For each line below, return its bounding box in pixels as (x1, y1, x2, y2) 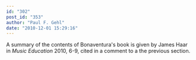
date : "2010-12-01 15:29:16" (6, 25, 78, 31)
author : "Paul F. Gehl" (6, 19, 65, 25)
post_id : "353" (6, 14, 44, 20)
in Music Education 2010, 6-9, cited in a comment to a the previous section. (6, 48, 191, 55)
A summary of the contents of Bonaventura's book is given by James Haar (6, 41, 188, 48)
